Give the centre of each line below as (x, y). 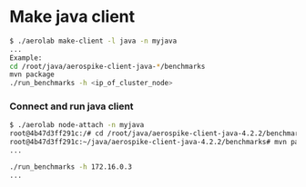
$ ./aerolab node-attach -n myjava (77, 125)
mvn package (32, 74)
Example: (26, 58)
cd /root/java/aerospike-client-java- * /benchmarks (107, 66)
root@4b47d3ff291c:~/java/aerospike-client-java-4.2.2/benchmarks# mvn (148, 143)
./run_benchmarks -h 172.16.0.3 (71, 167)
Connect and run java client (71, 106)
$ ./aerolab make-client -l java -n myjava (93, 41)
